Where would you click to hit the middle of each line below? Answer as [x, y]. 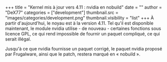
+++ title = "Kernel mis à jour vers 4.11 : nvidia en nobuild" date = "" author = [83, 7]
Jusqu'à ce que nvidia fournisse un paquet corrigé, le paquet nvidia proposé [84, 49]
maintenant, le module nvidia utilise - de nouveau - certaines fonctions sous [83, 28]
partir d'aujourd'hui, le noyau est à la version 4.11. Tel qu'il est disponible [79, 23]
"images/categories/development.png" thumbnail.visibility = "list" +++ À [80, 18]
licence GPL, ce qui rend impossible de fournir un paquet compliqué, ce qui [83, 34]
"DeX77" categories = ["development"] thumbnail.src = [62, 12]
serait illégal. [18, 39]
